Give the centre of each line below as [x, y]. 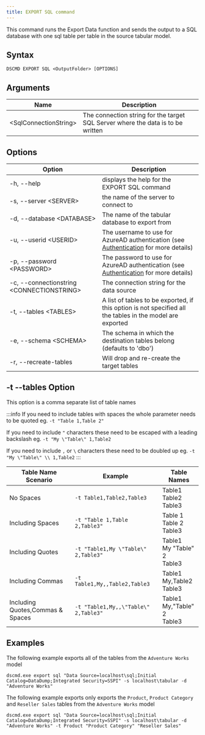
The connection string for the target [134, 115]
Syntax [20, 55]
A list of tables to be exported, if [148, 300]
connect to [117, 205]
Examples [25, 643]
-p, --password [33, 261]
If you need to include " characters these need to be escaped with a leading [102, 432]
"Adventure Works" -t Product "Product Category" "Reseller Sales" [94, 726]
